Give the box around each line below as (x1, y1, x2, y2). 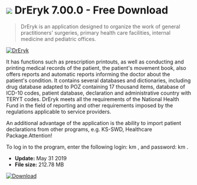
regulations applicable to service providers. (6, 108, 111, 115)
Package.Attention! (6, 132, 52, 139)
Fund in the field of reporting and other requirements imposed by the (6, 102, 173, 109)
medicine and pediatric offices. (20, 35, 96, 42)
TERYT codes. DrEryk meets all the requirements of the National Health (6, 95, 180, 103)
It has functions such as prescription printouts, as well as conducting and (6, 58, 184, 65)
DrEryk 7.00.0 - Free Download (14, 4, 169, 17)
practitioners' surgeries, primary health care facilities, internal (20, 29, 171, 36)
